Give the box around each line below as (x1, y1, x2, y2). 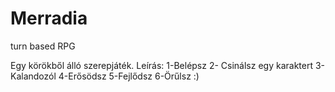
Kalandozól (10, 70, 57, 82)
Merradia (10, 7, 88, 30)
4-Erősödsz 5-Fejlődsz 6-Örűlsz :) (58, 70, 200, 82)
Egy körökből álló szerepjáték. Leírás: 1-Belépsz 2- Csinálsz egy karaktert (10, 59, 314, 71)
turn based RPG (10, 40, 76, 52)
